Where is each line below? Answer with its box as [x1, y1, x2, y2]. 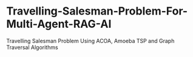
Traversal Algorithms [6, 44, 59, 51]
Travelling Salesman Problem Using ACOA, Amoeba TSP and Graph [6, 37, 175, 44]
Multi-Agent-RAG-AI [6, 17, 112, 31]
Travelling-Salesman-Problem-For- [6, 4, 188, 18]
